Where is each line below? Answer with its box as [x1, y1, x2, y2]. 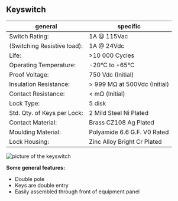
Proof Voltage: [9, 70, 49, 78]
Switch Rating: [9, 32, 49, 40]
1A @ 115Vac [89, 32, 128, 40]
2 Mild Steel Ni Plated [89, 108, 149, 117]
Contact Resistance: [9, 90, 65, 98]
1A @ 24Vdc [89, 41, 125, 50]
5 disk [89, 99, 106, 107]
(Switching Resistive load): [9, 41, 83, 50]
